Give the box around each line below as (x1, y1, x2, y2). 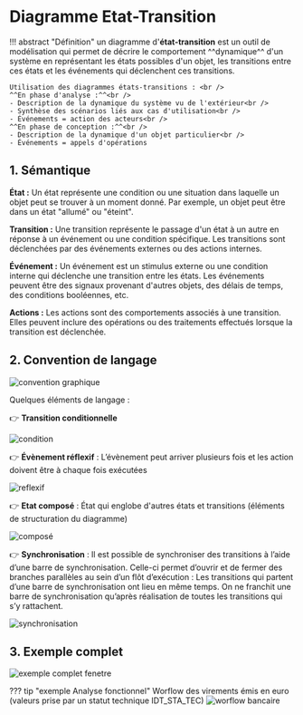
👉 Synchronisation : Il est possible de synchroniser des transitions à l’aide (9, 548, 291, 559)
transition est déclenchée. (9, 326, 107, 337)
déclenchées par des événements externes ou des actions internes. (9, 243, 262, 254)
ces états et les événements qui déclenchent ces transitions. (9, 65, 235, 76)
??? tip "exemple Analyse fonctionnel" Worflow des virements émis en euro (9, 686, 289, 697)
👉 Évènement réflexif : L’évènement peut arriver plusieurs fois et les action (9, 451, 294, 462)
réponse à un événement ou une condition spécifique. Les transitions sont (9, 233, 286, 244)
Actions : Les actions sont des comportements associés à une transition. (9, 306, 282, 318)
